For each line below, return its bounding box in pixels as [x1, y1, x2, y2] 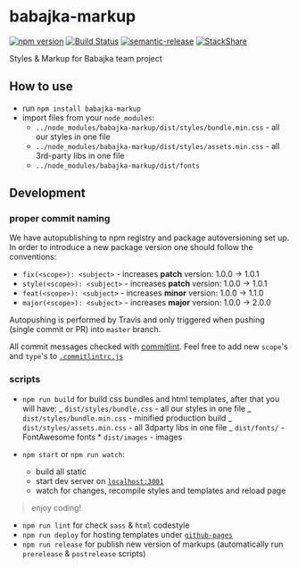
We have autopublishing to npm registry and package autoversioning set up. [9, 232, 290, 243]
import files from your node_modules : [21, 112, 155, 122]
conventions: [9, 252, 57, 263]
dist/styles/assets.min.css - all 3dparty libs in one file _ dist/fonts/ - [21, 422, 286, 432]
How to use [9, 79, 73, 95]
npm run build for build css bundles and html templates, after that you [21, 393, 280, 404]
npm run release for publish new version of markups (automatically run [21, 539, 284, 549]
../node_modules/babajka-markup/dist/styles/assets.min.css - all [35, 140, 280, 151]
